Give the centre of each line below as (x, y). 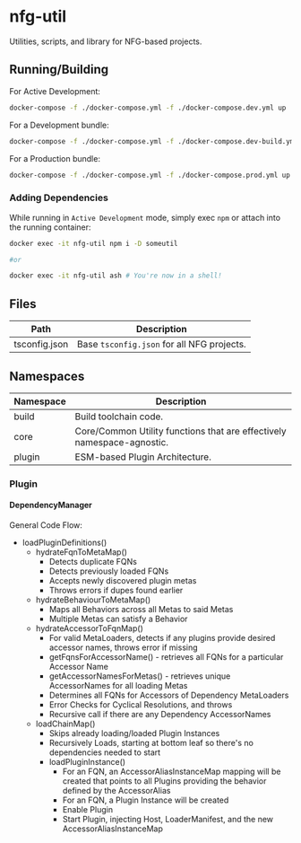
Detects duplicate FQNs (93, 562)
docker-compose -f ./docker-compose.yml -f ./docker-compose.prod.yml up (150, 175)
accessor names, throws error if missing (124, 647)
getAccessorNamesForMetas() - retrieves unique (140, 676)
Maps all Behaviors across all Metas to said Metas (141, 610)
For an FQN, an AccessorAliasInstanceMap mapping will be (172, 772)
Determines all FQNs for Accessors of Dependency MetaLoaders (169, 695)
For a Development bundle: (59, 125)
